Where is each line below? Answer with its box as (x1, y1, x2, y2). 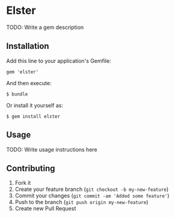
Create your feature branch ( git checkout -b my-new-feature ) (14, 185, 169, 193)
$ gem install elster (6, 113, 61, 120)
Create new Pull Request (14, 205, 76, 212)
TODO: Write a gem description (6, 24, 84, 31)
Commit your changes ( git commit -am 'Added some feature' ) (14, 192, 170, 199)
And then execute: (6, 79, 52, 86)
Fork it (14, 179, 31, 187)
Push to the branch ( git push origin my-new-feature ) (14, 199, 149, 206)
